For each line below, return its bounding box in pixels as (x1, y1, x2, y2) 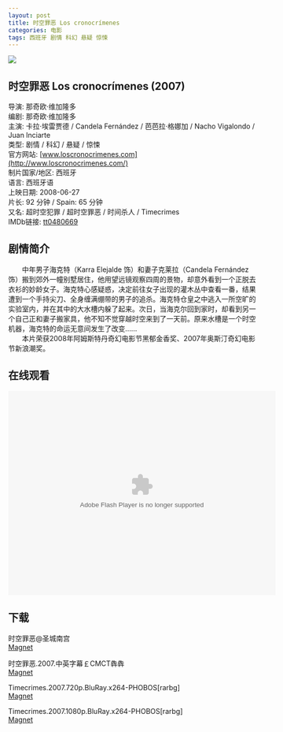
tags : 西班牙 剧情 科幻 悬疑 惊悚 (8, 33, 108, 42)
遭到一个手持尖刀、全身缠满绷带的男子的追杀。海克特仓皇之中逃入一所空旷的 (8, 294, 256, 303)
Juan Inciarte (8, 131, 51, 140)
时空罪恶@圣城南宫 (8, 634, 71, 643)
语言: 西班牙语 (8, 178, 53, 188)
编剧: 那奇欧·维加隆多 (8, 112, 77, 121)
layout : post (8, 11, 51, 20)
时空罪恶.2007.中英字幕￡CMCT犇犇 (8, 659, 125, 668)
